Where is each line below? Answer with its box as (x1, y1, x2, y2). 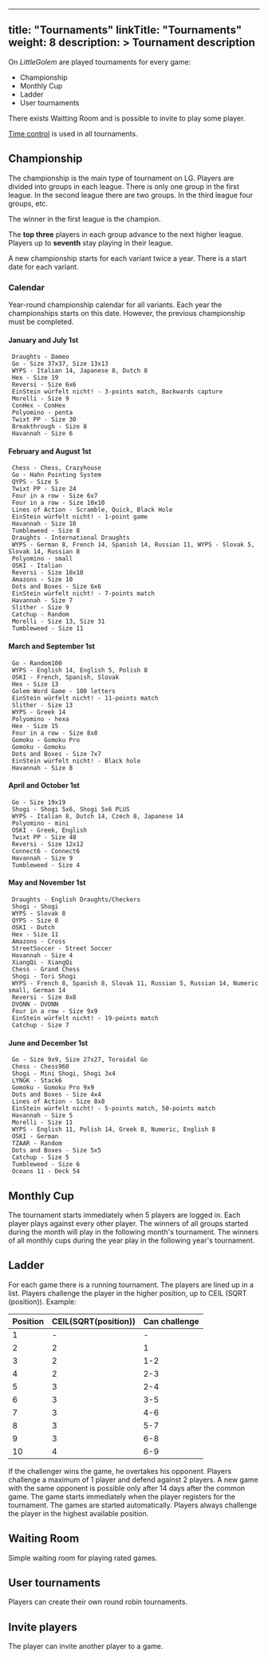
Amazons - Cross (11, 937, 66, 945)
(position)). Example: (8, 1297, 77, 1306)
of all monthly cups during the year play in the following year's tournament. (8, 1235, 255, 1245)
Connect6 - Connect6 (11, 847, 81, 855)
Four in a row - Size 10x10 (11, 499, 105, 507)
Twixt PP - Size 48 (11, 833, 77, 841)
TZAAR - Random (11, 1140, 62, 1148)
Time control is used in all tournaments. (8, 128, 138, 138)
